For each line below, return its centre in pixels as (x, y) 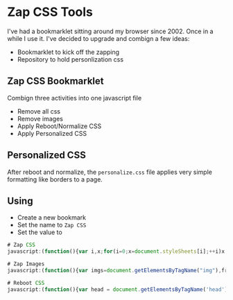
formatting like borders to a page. (55, 179)
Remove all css (39, 111)
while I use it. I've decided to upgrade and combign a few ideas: (98, 38)
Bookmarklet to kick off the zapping (68, 52)
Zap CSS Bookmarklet (55, 81)
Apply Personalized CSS (52, 133)
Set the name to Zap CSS (52, 225)
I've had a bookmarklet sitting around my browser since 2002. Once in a (110, 31)
